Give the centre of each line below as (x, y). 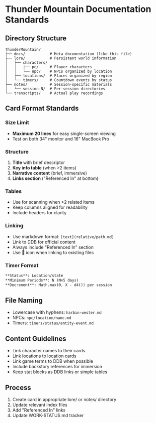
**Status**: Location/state (34, 276)
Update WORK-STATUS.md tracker (48, 415)
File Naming (24, 300)
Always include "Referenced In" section (53, 247)
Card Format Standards (42, 108)
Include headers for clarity (39, 213)
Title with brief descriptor (39, 162)
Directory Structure (36, 38)
